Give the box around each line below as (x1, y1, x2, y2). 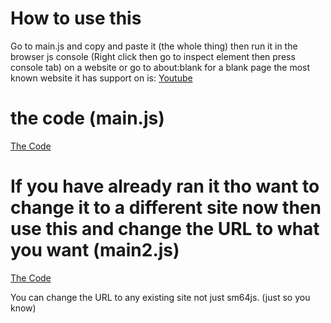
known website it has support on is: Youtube (10, 72, 193, 84)
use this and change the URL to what (10, 218, 320, 241)
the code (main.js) (10, 107, 165, 130)
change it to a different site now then (10, 197, 322, 219)
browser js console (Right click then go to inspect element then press (10, 50, 296, 62)
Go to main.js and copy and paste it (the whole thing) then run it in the (10, 40, 298, 52)
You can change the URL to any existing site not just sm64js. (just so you (10, 291, 311, 303)
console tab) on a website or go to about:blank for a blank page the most (10, 61, 311, 73)
